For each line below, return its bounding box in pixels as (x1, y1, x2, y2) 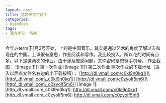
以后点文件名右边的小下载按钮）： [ (9, 70, 81, 76)
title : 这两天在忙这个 (5, 12, 48, 17)
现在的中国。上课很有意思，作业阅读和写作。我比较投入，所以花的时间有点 (5, 51, 159, 57)
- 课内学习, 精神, (5, 31, 39, 36)
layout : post (5, 7, 33, 13)
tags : (5, 26, 17, 31)
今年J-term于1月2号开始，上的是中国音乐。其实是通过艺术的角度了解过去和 (5, 45, 161, 51)
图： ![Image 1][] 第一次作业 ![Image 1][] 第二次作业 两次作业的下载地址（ (5, 64, 156, 70)
